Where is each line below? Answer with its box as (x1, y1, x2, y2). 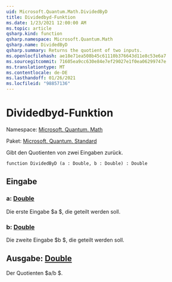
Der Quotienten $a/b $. (6, 269, 63, 277)
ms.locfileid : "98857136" (6, 81, 70, 87)
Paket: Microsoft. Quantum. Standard (6, 137, 97, 145)
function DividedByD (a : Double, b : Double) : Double (6, 160, 148, 167)
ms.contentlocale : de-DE (6, 70, 68, 76)
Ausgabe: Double (6, 253, 73, 264)
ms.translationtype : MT (6, 64, 65, 70)
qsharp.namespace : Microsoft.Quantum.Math (6, 36, 113, 42)
